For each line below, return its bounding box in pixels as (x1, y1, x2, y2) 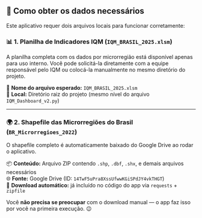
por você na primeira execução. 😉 (6, 205, 92, 213)
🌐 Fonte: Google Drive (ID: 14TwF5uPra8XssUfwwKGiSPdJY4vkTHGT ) (6, 175, 165, 182)
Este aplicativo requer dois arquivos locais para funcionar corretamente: (6, 22, 185, 29)
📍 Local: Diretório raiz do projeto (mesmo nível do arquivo (6, 91, 150, 98)
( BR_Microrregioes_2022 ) (6, 128, 78, 136)
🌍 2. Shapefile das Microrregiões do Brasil (6, 118, 133, 126)
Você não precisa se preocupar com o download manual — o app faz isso (6, 199, 191, 206)
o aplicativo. (6, 148, 37, 155)
